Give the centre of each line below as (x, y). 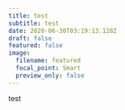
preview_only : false (50, 75)
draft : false (30, 38)
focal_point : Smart (48, 68)
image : (19, 53)
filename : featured (48, 61)
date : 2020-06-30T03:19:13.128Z (62, 31)
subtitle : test (34, 23)
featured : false (35, 46)
